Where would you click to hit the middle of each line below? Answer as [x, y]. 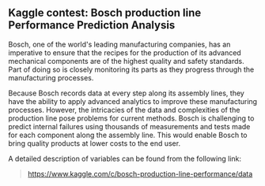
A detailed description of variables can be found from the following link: [125, 158]
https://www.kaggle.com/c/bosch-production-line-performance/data [140, 173]
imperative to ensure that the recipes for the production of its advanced [125, 52]
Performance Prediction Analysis [92, 26]
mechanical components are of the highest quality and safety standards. [126, 61]
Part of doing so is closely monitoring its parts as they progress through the [131, 69]
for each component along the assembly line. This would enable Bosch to [128, 135]
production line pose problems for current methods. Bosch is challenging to [131, 118]
